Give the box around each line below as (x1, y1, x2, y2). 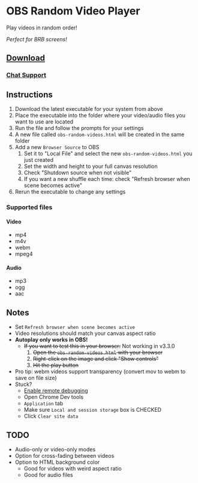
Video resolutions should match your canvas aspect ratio (14, 330, 156, 337)
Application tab (23, 400, 64, 407)
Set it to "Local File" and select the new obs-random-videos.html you (23, 150, 193, 157)
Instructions (6, 89, 53, 99)
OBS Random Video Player (6, 4, 140, 18)
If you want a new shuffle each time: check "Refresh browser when (23, 176, 190, 183)
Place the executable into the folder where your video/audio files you (14, 112, 186, 119)
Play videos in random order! (6, 24, 78, 31)
